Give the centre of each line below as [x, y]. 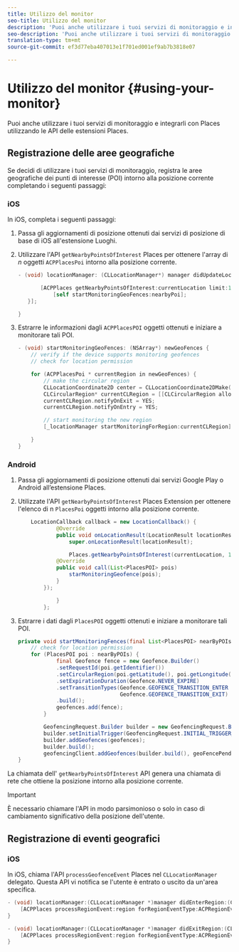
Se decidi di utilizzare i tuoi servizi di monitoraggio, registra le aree [105, 170]
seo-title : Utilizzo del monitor [57, 21]
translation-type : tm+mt [44, 41]
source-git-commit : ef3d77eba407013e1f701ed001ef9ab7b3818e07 [101, 47]
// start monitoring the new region [98, 421]
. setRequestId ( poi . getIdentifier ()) [110, 668]
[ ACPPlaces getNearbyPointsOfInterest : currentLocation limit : [134, 288]
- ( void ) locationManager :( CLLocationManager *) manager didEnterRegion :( [119, 903]
